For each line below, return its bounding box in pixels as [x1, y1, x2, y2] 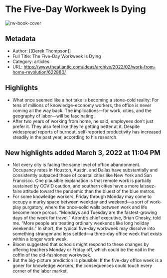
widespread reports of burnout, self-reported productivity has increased [12, 128, 161, 134]
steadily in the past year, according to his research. [12, 134, 118, 140]
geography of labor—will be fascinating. [12, 112, 95, 118]
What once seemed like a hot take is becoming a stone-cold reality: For [12, 96, 159, 103]
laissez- [140, 183, 156, 189]
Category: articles [12, 58, 50, 64]
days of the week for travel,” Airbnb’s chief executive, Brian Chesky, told [12, 215, 161, 221]
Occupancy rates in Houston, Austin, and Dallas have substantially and [12, 167, 158, 173]
